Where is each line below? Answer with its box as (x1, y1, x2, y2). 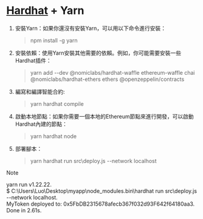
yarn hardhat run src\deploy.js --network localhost (30, 157, 157, 164)
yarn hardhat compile (30, 100, 84, 107)
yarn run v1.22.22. (6, 181, 52, 188)
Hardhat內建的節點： (15, 120, 68, 128)
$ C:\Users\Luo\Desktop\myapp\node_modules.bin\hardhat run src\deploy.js (6, 187, 198, 195)
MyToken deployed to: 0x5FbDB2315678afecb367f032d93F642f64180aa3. (6, 200, 195, 207)
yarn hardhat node (30, 132, 77, 140)
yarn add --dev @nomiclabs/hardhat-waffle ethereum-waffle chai (30, 69, 195, 76)
